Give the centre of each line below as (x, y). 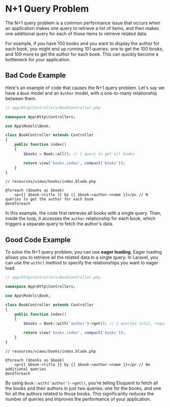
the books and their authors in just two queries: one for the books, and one (83, 388)
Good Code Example (38, 240)
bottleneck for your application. (38, 59)
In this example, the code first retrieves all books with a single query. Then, (83, 213)
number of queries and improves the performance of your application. (78, 399)
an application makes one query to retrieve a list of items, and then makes (82, 28)
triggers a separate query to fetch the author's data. (59, 224)
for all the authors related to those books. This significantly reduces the (80, 393)
